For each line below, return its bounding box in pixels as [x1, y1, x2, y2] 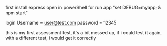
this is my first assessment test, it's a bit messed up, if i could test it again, [5, 30, 162, 35]
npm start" [5, 10, 28, 16]
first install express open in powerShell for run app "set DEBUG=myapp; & [5, 5, 161, 10]
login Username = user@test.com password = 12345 [5, 20, 117, 26]
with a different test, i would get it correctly [5, 35, 96, 41]
